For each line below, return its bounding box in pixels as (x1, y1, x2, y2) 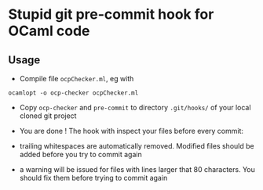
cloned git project (19, 111, 77, 120)
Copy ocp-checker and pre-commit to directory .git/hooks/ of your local (19, 103, 251, 112)
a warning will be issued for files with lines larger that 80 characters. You (19, 165, 255, 174)
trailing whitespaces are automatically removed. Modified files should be (19, 142, 254, 150)
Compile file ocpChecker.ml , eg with (19, 74, 134, 83)
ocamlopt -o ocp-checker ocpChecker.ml (8, 89, 139, 97)
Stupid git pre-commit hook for (8, 5, 214, 23)
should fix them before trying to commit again (19, 174, 168, 182)
